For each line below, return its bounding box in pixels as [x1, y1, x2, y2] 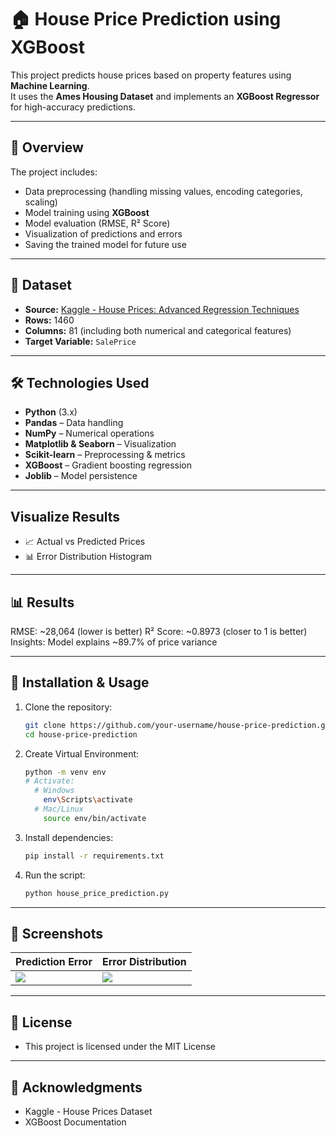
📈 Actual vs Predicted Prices [24, 536, 146, 548]
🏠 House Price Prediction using [10, 8, 282, 31]
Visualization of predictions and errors [24, 227, 183, 240]
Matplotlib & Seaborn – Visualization [24, 438, 177, 450]
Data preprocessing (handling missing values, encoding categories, [24, 185, 303, 197]
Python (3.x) [24, 406, 78, 418]
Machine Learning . [10, 79, 90, 91]
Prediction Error [15, 955, 93, 969]
